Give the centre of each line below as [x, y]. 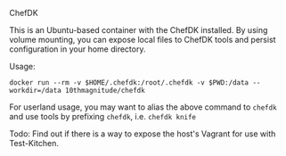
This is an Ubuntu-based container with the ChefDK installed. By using [139, 30]
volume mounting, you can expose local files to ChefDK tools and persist [143, 40]
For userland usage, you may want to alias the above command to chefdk [143, 107]
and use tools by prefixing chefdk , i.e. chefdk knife [103, 116]
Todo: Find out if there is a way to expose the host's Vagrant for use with [143, 134]
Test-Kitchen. [34, 143]
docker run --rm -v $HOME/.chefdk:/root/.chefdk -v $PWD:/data [129, 83]
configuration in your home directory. [78, 49]
